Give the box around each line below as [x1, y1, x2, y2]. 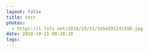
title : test [6, 14, 36, 20]
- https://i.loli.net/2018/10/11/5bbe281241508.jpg [11, 25, 144, 32]
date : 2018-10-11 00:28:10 [6, 31, 74, 37]
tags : [6, 36, 20, 42]
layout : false [6, 8, 42, 15]
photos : [6, 20, 26, 26]
